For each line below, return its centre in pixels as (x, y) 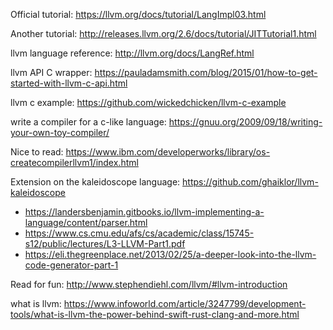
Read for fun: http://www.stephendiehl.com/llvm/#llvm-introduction (149, 284)
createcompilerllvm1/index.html (74, 162)
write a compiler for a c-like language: (88, 122)
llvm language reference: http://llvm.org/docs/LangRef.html (132, 53)
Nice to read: (37, 152)
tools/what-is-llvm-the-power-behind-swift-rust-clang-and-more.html (155, 314)
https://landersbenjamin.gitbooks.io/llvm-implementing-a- (144, 212)
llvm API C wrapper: (51, 72)
